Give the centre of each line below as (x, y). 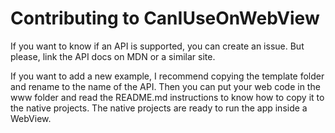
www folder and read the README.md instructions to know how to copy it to (167, 97)
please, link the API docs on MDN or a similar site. (113, 56)
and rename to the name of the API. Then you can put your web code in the (165, 86)
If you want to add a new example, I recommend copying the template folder (167, 76)
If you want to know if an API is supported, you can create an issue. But (157, 46)
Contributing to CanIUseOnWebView (165, 18)
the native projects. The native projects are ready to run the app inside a (159, 108)
